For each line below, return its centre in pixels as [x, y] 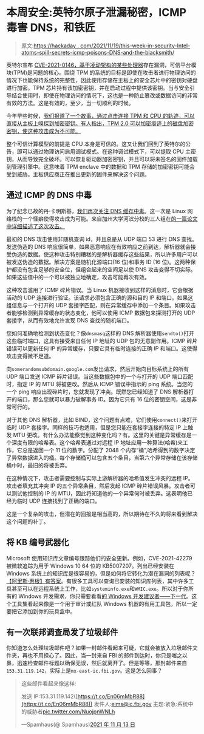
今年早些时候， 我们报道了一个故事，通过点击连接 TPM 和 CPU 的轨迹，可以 [100, 115]
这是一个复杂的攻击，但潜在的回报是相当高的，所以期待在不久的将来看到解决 [102, 514]
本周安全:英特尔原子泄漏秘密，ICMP [97, 12]
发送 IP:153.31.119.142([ [49, 696]
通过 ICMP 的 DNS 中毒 [49, 195]
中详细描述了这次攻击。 [36, 226]
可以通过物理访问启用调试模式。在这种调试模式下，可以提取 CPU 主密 [109, 151]
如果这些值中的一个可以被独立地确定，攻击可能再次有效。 [78, 277]
